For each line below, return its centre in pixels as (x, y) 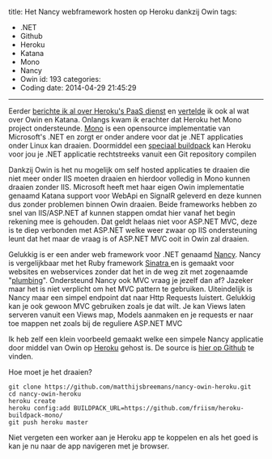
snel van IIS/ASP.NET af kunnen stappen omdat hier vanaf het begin (122, 213)
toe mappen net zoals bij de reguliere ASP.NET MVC (96, 323)
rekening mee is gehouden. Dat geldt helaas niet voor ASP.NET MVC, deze (133, 221)
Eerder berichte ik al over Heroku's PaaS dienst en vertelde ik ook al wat (129, 111)
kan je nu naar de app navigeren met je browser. (89, 446)
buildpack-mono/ (36, 415)
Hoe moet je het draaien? (51, 372)
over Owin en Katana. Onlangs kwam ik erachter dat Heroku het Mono (125, 120)
